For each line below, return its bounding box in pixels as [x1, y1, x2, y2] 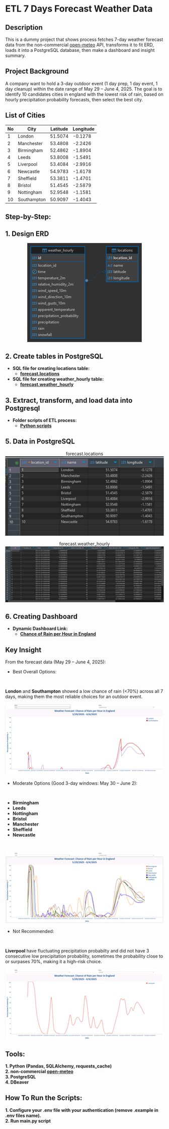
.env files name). [5, 1112, 41, 1118]
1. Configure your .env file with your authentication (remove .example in [5, 1107, 158, 1113]
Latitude [50, 126, 68, 132]
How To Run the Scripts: [5, 1094, 82, 1102]
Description [5, 23, 43, 32]
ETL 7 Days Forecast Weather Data [5, 3, 153, 15]
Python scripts [20, 422, 52, 428]
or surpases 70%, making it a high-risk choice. [5, 959, 102, 965]
